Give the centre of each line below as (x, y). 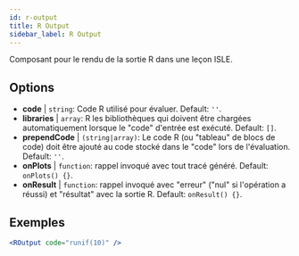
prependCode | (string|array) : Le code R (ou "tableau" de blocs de (149, 137)
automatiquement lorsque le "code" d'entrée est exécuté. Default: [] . (149, 128)
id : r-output (33, 17)
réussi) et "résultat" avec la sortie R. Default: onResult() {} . (132, 194)
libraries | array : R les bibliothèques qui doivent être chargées (137, 119)
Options (32, 87)
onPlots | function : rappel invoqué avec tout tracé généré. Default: (145, 166)
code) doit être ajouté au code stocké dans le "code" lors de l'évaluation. (156, 147)
